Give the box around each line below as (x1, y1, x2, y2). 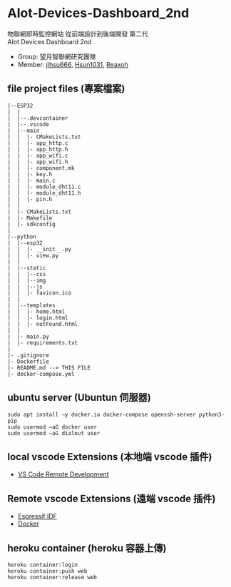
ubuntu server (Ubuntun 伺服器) (7, 392, 151, 404)
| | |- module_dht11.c (7, 183, 81, 190)
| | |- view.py (7, 252, 59, 259)
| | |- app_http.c (7, 139, 69, 147)
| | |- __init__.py (7, 245, 72, 252)
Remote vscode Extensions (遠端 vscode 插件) (7, 492, 216, 504)
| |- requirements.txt (7, 339, 78, 347)
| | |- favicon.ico (7, 289, 72, 297)
